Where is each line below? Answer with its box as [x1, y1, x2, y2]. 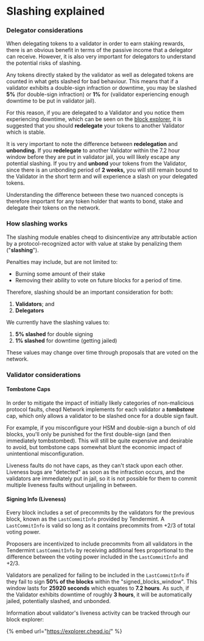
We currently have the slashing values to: [6, 318, 110, 326]
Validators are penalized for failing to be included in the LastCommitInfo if [6, 571, 189, 579]
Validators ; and [15, 300, 55, 307]
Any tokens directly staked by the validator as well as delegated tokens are [6, 71, 194, 79]
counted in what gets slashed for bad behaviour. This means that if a [6, 78, 178, 85]
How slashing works [6, 219, 68, 228]
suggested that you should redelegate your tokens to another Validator [6, 122, 185, 130]
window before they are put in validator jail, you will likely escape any [6, 153, 180, 161]
